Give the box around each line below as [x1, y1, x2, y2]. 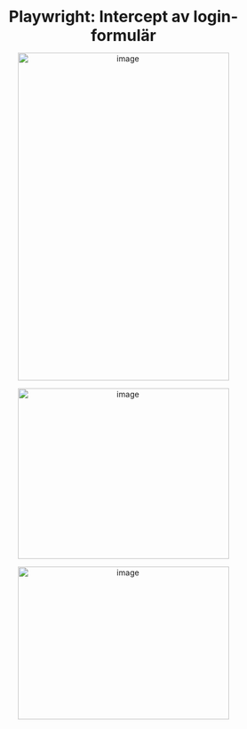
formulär [91, 26, 156, 45]
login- [193, 7, 239, 27]
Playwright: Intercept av [8, 7, 190, 27]
